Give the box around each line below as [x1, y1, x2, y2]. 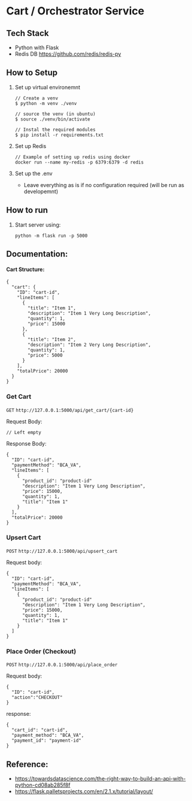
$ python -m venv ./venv [14, 100, 77, 106]
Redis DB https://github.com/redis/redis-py [14, 50, 121, 58]
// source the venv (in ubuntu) [14, 111, 96, 117]
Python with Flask [14, 44, 59, 51]
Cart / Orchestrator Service [6, 4, 145, 18]
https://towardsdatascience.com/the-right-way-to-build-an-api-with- [14, 775, 186, 782]
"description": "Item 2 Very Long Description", [28, 342, 151, 348]
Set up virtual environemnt [14, 83, 81, 91]
